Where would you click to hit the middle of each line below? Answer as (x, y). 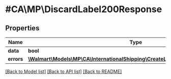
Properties (22, 28)
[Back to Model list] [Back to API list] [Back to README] (64, 71)
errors (16, 59)
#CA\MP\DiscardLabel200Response (84, 9)
